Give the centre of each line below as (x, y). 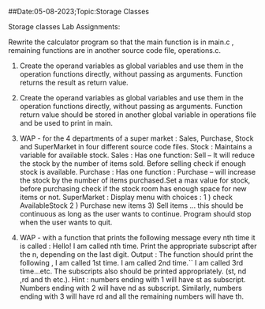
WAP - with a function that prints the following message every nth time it (137, 237)
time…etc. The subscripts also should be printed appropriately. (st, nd (133, 271)
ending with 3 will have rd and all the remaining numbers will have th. (132, 296)
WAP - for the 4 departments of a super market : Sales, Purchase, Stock (136, 138)
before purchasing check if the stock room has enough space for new (133, 188)
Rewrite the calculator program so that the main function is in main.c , (121, 42)
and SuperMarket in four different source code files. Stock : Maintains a (136, 147)
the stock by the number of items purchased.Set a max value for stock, (135, 180)
